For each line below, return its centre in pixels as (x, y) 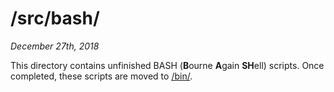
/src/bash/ (55, 18)
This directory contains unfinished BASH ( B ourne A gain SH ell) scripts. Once (167, 65)
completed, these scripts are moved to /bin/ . (101, 76)
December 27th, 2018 (55, 46)
